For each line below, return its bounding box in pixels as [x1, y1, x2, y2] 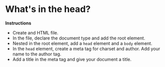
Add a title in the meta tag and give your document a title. [12, 56, 132, 62]
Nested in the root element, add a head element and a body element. [12, 40, 152, 46]
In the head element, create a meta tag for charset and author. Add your [12, 45, 160, 51]
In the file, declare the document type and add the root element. [12, 35, 145, 41]
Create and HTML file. [12, 29, 59, 35]
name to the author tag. [12, 51, 61, 57]
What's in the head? [5, 3, 91, 15]
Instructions [5, 20, 32, 26]
